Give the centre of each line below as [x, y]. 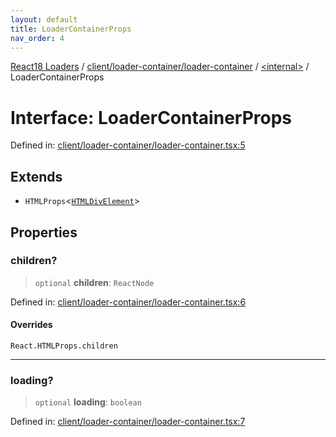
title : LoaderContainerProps [71, 29]
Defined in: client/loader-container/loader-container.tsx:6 [128, 302]
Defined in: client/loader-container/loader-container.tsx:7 [128, 422]
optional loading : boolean [88, 402]
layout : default [44, 19]
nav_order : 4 [37, 38]
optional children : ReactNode [94, 282]
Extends [36, 176]
